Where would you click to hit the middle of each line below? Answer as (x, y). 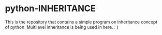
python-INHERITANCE (50, 9)
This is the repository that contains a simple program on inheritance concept (81, 22)
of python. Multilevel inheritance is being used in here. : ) (62, 27)
